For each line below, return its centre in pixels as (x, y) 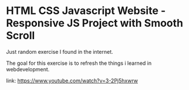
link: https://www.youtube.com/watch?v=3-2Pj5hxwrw (72, 81)
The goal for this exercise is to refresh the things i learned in (79, 63)
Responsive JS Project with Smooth (95, 23)
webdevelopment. (28, 69)
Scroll (21, 36)
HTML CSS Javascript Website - (86, 11)
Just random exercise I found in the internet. (60, 51)
